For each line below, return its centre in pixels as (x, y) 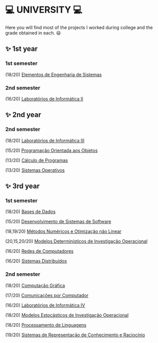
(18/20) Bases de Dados (30, 212)
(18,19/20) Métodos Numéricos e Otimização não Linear (64, 231)
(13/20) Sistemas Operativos (35, 170)
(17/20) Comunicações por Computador (47, 295)
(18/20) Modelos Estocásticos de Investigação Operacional (67, 315)
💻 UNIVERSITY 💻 (44, 10)
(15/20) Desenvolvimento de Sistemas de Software (58, 222)
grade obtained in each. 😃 (33, 33)
